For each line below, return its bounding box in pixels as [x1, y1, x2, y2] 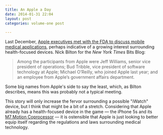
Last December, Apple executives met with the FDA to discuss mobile [5, 39, 145, 45]
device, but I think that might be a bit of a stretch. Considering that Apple [5, 104, 152, 110]
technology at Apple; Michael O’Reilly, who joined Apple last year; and [17, 69, 158, 75]
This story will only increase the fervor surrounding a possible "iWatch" [5, 98, 148, 104]
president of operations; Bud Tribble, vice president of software [17, 64, 145, 70]
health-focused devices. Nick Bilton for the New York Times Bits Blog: [5, 49, 145, 55]
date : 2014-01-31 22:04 [5, 12, 54, 17]
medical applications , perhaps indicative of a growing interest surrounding [5, 44, 155, 50]
